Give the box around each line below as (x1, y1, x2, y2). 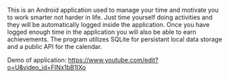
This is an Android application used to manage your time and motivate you (7, 6, 219, 14)
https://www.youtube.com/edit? (68, 56, 159, 64)
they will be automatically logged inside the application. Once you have (7, 21, 210, 28)
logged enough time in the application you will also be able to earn (7, 28, 196, 36)
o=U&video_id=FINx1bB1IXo (7, 64, 86, 71)
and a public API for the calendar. (7, 43, 102, 50)
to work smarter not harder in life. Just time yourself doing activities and (7, 13, 213, 21)
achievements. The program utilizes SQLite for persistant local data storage (7, 35, 223, 43)
